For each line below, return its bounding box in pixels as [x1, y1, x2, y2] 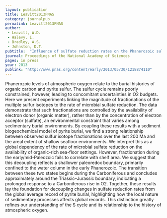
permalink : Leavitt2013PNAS [5, 21, 64, 26]
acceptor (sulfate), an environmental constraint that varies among [5, 117, 140, 123]
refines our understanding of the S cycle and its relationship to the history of [5, 202, 162, 208]
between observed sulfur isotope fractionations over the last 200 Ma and [5, 133, 155, 139]
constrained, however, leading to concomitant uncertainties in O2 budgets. [5, 91, 158, 97]
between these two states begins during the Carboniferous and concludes [5, 170, 158, 176]
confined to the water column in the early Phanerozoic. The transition [5, 165, 147, 171]
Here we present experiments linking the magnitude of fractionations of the [5, 97, 160, 102]
